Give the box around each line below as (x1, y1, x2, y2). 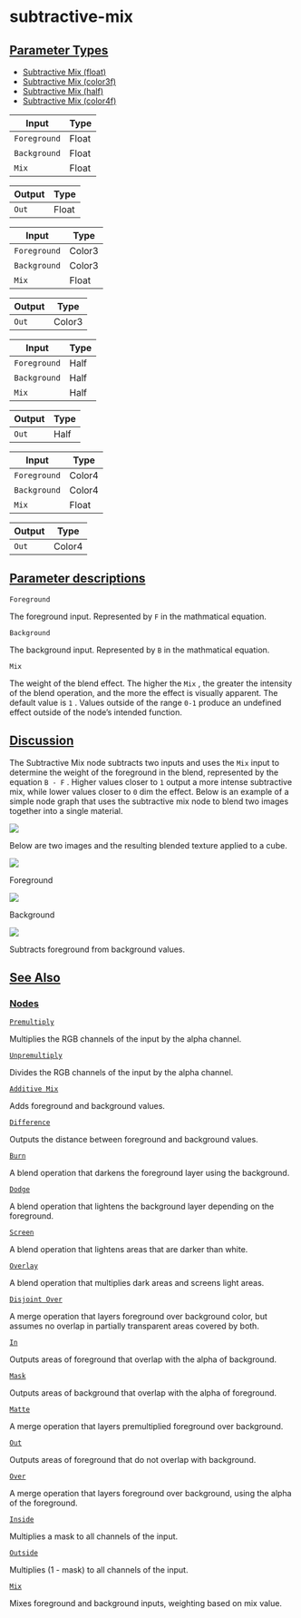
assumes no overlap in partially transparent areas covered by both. (9, 1320, 260, 1331)
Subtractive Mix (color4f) (22, 95, 117, 106)
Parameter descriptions (9, 571, 146, 586)
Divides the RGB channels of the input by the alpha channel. (9, 1067, 234, 1078)
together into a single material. (9, 805, 123, 816)
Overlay (9, 1261, 39, 1271)
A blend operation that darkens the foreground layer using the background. (9, 1168, 290, 1179)
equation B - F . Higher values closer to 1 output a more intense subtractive (9, 776, 293, 787)
